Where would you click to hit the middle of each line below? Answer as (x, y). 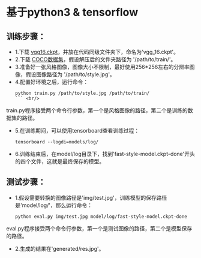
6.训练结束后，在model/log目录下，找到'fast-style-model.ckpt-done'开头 (105, 154)
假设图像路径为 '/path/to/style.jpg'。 (70, 74)
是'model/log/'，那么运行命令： (54, 205)
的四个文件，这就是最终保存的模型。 (60, 161)
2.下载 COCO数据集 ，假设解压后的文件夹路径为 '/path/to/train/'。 (95, 59)
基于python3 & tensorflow (72, 12)
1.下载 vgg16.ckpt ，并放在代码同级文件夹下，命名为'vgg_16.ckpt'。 (97, 52)
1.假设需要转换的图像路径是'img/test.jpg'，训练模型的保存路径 (91, 197)
